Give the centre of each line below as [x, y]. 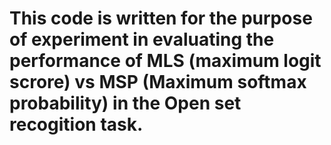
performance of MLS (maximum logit [165, 61]
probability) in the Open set [125, 103]
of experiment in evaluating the [142, 39]
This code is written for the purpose [161, 18]
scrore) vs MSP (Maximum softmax [158, 82]
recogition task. [76, 124]
